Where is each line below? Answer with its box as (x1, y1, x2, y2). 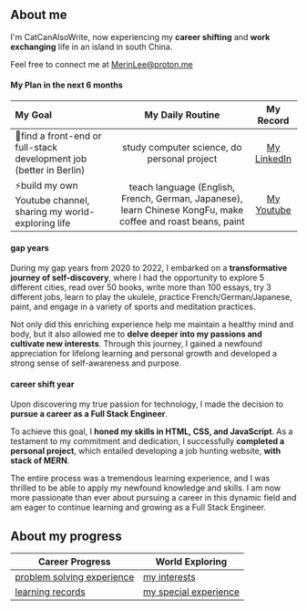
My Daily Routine (144, 109, 220, 121)
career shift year (10, 378, 75, 389)
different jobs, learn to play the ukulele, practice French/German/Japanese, (10, 292, 292, 303)
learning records (15, 585, 86, 598)
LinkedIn (254, 152, 292, 165)
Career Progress (37, 555, 112, 568)
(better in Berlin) (15, 164, 86, 177)
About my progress (10, 528, 122, 543)
